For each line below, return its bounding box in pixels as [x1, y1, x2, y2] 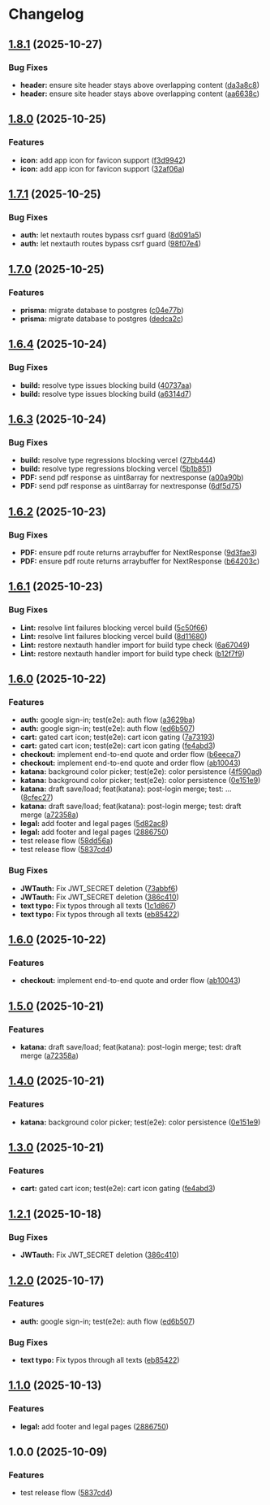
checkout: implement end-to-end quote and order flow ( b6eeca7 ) [19, 750, 242, 759]
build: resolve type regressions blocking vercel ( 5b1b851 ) [19, 464, 212, 474]
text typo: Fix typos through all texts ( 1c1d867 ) [19, 900, 177, 911]
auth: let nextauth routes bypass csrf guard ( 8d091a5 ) [19, 230, 203, 240]
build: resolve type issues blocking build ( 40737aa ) [19, 380, 192, 390]
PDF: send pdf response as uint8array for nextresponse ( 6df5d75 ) [19, 481, 242, 491]
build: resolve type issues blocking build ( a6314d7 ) [19, 389, 192, 398]
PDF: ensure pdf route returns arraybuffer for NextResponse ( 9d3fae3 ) [19, 548, 258, 557]
